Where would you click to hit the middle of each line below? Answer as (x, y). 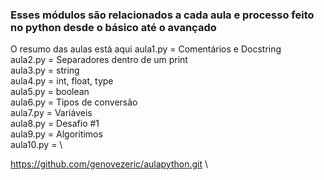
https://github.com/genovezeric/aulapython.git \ (109, 164)
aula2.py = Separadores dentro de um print (99, 60)
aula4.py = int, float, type (62, 81)
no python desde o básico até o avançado (113, 27)
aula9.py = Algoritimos (56, 134)
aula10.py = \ (36, 145)
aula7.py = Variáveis (51, 113)
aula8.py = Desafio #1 (55, 124)
